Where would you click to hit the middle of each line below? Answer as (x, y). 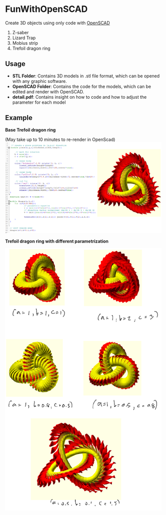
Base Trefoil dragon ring (30, 129)
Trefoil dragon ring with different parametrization (57, 241)
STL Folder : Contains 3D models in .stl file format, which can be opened (86, 76)
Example (19, 118)
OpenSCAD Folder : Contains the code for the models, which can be (82, 86)
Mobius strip (25, 43)
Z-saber (20, 32)
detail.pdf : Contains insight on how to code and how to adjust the (80, 97)
